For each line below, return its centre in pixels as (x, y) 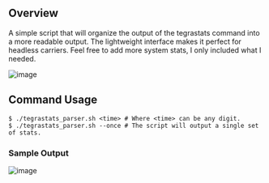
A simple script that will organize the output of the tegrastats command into (134, 32)
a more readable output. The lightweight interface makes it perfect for (125, 41)
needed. (22, 58)
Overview (34, 13)
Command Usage (53, 100)
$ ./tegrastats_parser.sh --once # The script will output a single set (134, 126)
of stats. (25, 133)
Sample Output (38, 153)
